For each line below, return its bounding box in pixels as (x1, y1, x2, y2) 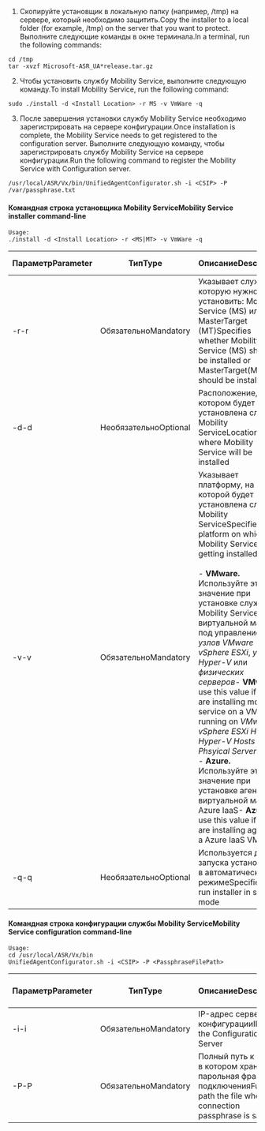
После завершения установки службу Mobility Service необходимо (19, 114, 247, 123)
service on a (198, 706, 244, 717)
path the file (198, 1091, 243, 1102)
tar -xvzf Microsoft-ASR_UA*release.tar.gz (8, 62, 154, 70)
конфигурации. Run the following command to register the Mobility (19, 155, 237, 165)
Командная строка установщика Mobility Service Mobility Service (8, 203, 234, 212)
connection (198, 1100, 241, 1111)
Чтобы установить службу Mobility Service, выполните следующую (19, 77, 247, 85)
